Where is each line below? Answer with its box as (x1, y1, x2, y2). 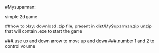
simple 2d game (5, 14, 38, 19)
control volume (5, 43, 36, 49)
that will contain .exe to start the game (5, 28, 82, 34)
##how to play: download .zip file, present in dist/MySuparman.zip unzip (5, 23, 152, 29)
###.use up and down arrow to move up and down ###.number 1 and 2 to (5, 38, 155, 44)
